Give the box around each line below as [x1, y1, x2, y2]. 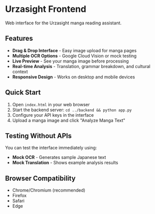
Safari [12, 198, 25, 204]
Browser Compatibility [5, 174, 76, 182]
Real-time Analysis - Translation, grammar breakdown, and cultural [12, 63, 151, 69]
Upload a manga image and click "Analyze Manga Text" [12, 117, 126, 123]
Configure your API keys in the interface [12, 112, 94, 118]
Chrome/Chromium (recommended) [12, 187, 85, 193]
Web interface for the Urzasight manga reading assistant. [5, 20, 122, 26]
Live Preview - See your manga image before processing [12, 58, 129, 64]
